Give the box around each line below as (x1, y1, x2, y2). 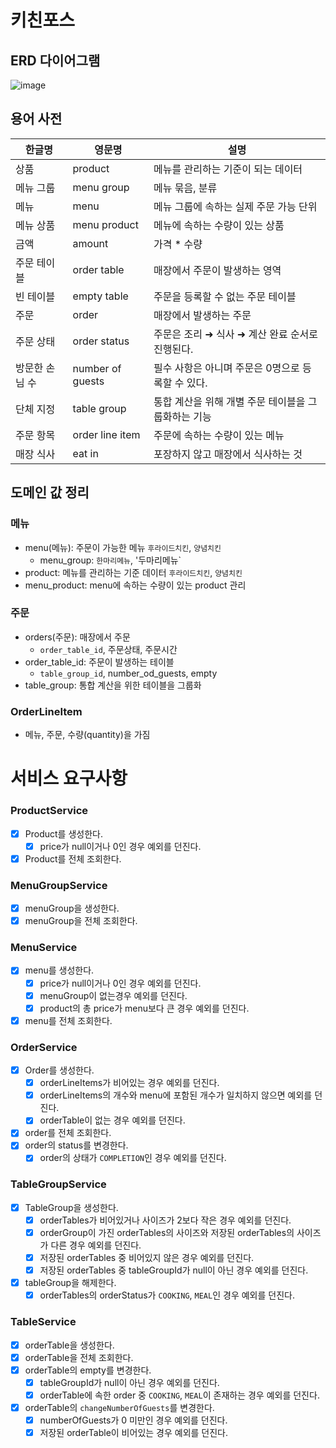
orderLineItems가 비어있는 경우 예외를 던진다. (39, 1077, 220, 1089)
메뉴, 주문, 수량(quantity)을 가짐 (24, 729, 151, 741)
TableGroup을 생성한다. (24, 1201, 119, 1213)
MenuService (10, 941, 78, 955)
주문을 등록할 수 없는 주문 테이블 (153, 289, 297, 303)
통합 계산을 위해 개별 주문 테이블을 (153, 394, 306, 408)
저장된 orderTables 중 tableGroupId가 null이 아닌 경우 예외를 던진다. (39, 1264, 309, 1276)
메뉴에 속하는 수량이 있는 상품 (153, 218, 285, 232)
